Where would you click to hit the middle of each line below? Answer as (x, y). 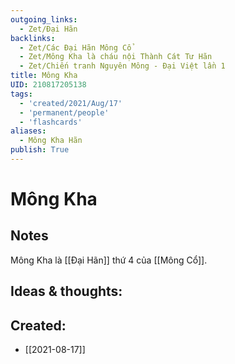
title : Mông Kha (44, 76)
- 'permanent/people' (64, 112)
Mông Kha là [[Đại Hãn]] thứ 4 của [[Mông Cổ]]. (109, 260)
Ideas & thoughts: (66, 291)
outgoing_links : (44, 19)
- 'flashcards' (51, 122)
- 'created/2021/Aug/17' (71, 103)
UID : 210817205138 (48, 85)
